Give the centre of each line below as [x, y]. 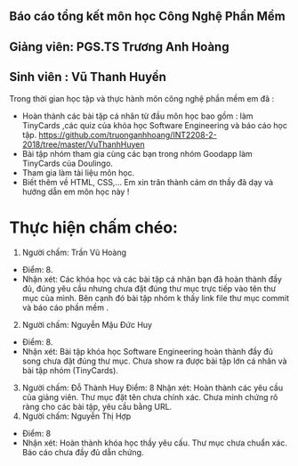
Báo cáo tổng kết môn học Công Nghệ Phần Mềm [148, 16]
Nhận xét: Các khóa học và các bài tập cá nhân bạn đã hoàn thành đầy [152, 279]
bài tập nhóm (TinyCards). [70, 370]
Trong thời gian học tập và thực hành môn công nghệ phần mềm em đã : [141, 98]
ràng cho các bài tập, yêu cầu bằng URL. [97, 406]
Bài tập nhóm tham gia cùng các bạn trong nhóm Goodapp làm [137, 153]
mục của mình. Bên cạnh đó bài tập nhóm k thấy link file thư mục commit [156, 298]
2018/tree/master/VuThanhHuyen [83, 144]
